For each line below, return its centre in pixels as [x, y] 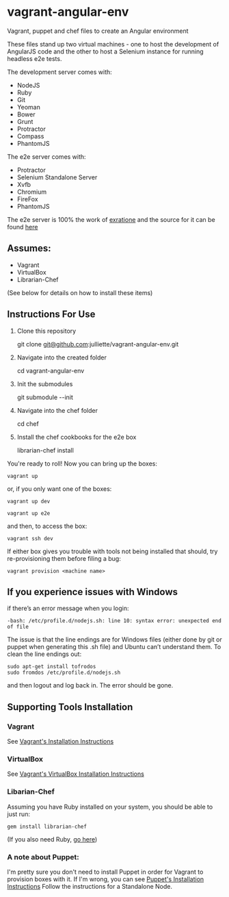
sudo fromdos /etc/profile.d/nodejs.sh [64, 673]
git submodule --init [45, 397]
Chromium [31, 192]
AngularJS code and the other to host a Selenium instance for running [105, 51]
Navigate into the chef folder [57, 410]
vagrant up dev [29, 501]
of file [18, 627]
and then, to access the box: [47, 526]
